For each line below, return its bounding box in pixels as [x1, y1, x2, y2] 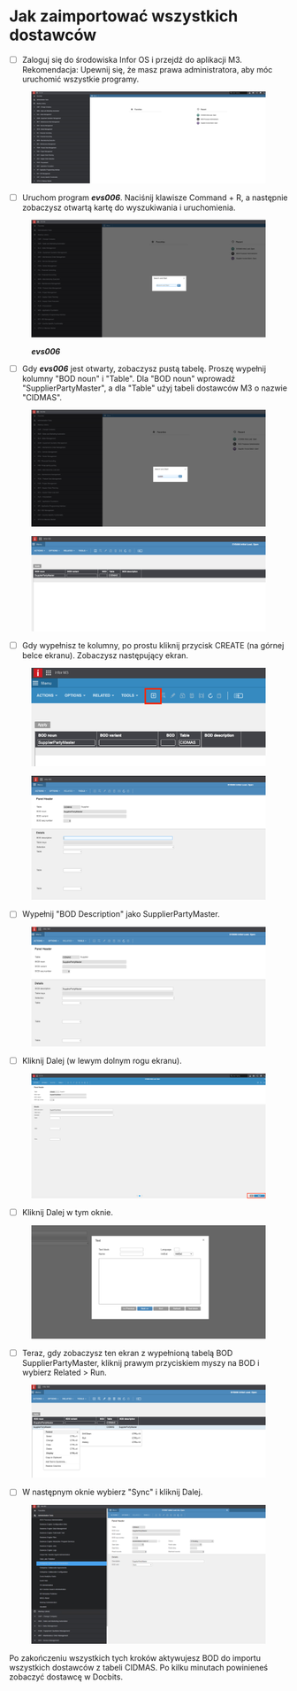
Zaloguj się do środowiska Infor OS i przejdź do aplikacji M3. [21, 54, 243, 65]
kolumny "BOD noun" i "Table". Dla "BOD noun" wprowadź [21, 373, 236, 384]
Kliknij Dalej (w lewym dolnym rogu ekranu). [21, 1055, 183, 1066]
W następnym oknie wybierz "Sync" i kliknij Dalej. [21, 1486, 203, 1498]
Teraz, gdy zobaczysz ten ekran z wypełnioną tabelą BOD [21, 1348, 233, 1359]
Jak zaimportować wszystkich [9, 6, 239, 27]
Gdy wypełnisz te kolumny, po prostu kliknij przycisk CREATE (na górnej [21, 640, 285, 650]
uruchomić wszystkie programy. [21, 74, 140, 84]
